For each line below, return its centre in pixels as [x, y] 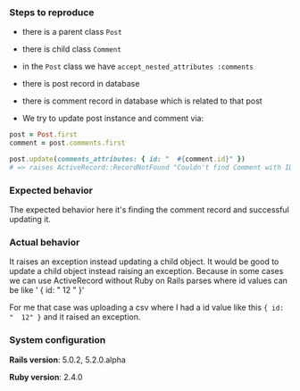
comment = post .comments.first [67, 143]
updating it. [30, 220]
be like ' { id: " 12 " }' [47, 290]
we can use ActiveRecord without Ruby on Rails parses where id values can [149, 281]
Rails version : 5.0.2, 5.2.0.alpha [68, 360]
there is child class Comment [72, 49]
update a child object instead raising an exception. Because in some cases [146, 271]
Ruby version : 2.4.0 [46, 377]
